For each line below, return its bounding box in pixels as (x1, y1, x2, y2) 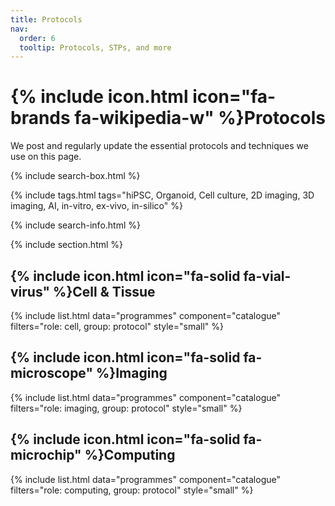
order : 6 (19, 33, 56, 43)
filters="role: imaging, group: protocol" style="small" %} (10, 402, 243, 414)
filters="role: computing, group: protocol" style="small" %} (10, 484, 254, 496)
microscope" (10, 365, 94, 382)
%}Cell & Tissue (53, 283, 156, 300)
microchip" (10, 447, 82, 464)
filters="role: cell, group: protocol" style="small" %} (10, 321, 224, 332)
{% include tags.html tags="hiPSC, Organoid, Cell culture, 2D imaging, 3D (10, 189, 315, 201)
